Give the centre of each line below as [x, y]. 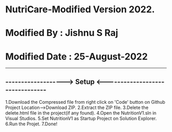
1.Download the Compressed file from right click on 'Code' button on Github [85, 102]
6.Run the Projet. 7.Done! [31, 124]
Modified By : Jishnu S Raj [62, 33]
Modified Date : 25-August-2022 [77, 56]
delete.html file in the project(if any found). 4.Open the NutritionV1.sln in [81, 113]
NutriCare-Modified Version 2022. [80, 10]
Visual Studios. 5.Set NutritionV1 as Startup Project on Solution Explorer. [81, 119]
